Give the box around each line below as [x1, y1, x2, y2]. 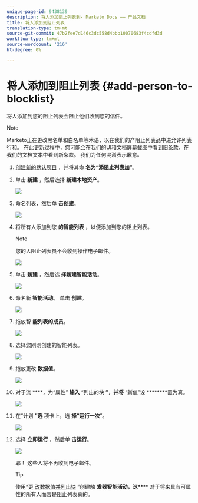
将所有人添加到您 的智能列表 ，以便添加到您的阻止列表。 [15, 223, 153, 230]
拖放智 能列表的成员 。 [15, 317, 69, 325]
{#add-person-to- [101, 79, 193, 92]
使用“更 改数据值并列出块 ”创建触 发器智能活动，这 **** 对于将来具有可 [15, 483, 186, 490]
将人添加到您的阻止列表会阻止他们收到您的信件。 [6, 112, 126, 120]
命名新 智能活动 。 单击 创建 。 [15, 294, 87, 301]
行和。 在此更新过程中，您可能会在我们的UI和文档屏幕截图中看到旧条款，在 [6, 144, 189, 151]
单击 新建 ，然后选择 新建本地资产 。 [15, 176, 103, 183]
